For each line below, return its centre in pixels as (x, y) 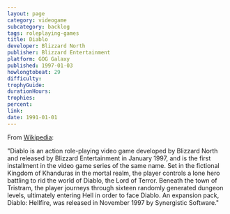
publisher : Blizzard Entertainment (59, 53)
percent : (20, 105)
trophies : (22, 98)
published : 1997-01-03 (40, 66)
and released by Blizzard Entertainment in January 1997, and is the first (109, 158)
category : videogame (37, 20)
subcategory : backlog (39, 26)
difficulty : (24, 78)
